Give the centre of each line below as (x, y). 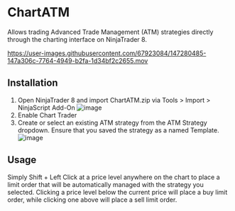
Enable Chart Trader (47, 115)
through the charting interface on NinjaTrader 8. (77, 39)
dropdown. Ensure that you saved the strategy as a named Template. (118, 130)
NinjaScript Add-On (47, 108)
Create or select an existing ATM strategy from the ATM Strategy (112, 122)
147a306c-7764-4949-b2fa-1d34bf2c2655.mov (78, 60)
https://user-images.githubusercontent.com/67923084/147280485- (107, 53)
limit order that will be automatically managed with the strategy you (106, 184)
